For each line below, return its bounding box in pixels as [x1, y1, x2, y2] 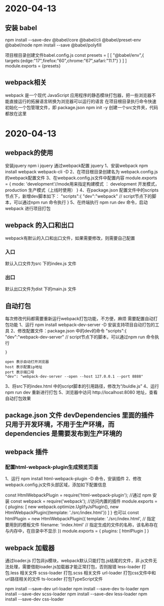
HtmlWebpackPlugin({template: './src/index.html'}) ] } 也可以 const [5, 510, 139, 515]
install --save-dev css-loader [5, 596, 64, 602]
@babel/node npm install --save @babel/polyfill [5, 42, 102, 48]
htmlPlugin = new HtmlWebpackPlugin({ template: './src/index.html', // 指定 [5, 516, 156, 522]
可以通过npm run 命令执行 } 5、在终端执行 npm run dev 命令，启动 [13, 199, 148, 205]
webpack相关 [5, 78, 47, 87]
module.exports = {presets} [5, 63, 61, 69]
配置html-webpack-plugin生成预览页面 [5, 464, 98, 470]
